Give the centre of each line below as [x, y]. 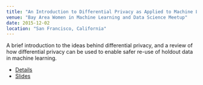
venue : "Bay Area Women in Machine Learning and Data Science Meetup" [97, 17]
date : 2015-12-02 [28, 23]
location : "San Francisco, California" [56, 28]
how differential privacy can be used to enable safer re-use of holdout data [100, 52]
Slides [23, 76]
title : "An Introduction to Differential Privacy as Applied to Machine [100, 12]
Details [24, 70]
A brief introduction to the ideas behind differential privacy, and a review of [100, 45]
